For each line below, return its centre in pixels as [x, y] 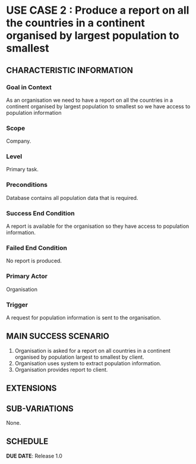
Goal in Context [29, 87]
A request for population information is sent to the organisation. [84, 317]
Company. [19, 141]
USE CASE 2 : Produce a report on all [98, 10]
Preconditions [27, 185]
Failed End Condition [37, 247]
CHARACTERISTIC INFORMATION [70, 70]
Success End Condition [41, 213]
